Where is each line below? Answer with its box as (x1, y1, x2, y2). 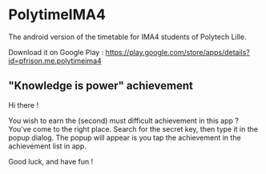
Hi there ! (8, 100, 38, 109)
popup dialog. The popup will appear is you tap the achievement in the (8, 132, 242, 142)
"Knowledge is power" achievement (8, 79, 194, 93)
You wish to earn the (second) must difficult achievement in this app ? (8, 116, 239, 125)
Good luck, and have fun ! (8, 156, 94, 166)
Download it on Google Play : (8, 47, 104, 57)
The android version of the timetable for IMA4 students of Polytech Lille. (8, 32, 247, 42)
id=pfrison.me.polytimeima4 (8, 56, 102, 65)
